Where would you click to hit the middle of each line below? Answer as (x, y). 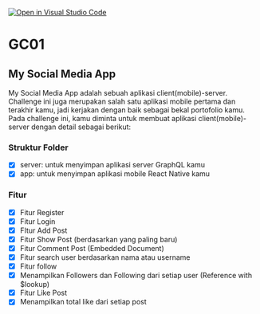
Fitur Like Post (43, 293)
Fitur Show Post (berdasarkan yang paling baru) (98, 239)
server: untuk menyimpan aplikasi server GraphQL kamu (112, 165)
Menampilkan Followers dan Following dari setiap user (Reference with (136, 276)
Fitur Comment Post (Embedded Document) (92, 248)
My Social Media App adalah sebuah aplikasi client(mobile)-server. (118, 93)
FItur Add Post (43, 230)
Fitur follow (38, 266)
